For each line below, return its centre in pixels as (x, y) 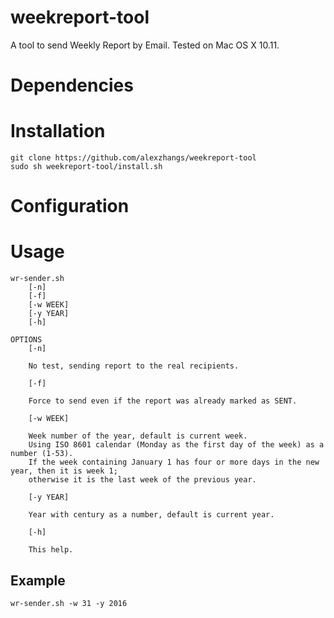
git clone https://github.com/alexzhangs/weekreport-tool (133, 158)
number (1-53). (42, 454)
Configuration (70, 206)
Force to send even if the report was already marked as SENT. (163, 401)
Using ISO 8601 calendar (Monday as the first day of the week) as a (176, 445)
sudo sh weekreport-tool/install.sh (86, 167)
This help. (51, 550)
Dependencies (72, 85)
